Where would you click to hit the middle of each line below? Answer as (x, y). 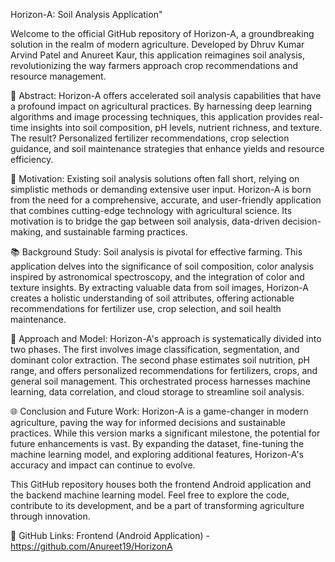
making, (27, 232)
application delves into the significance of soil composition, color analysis (162, 266)
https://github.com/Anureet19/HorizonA (91, 546)
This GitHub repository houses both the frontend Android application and (161, 484)
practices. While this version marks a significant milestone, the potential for (165, 433)
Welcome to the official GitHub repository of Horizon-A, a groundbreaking (162, 33)
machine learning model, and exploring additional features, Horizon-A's (157, 454)
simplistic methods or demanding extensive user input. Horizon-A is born (161, 189)
